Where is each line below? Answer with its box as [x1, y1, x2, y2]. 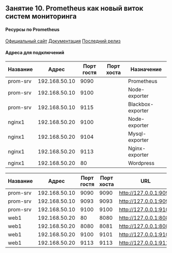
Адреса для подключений [5, 50, 64, 56]
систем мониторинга [5, 12, 77, 21]
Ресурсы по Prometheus [5, 26, 60, 32]
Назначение [130, 66, 162, 73]
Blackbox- [127, 100, 154, 108]
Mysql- [127, 130, 146, 137]
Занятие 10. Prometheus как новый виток [5, 4, 143, 13]
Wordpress [127, 159, 155, 166]
